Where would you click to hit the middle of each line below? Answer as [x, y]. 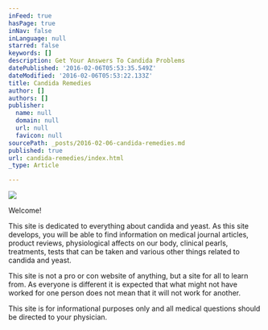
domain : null [37, 121]
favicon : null [39, 135]
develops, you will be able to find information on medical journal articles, [129, 235]
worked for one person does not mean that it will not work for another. [125, 293]
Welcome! [25, 211]
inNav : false [30, 31]
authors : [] [28, 98]
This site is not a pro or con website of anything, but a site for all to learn [128, 276]
